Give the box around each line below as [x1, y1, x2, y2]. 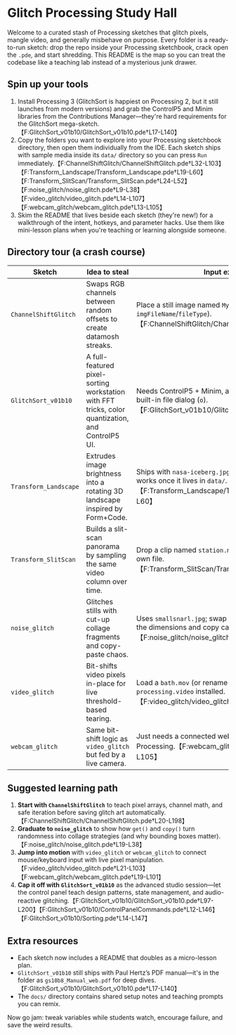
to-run [7, 43, 26, 51]
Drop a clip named [136, 545, 197, 554]
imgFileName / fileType [136, 308, 207, 318]
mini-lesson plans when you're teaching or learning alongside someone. [17, 226, 227, 234]
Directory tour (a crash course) [7, 246, 146, 258]
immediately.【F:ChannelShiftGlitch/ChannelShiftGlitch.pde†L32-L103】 [17, 159, 225, 167]
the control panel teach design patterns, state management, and [17, 888, 204, 897]
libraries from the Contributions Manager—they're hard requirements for [17, 112, 227, 120]
